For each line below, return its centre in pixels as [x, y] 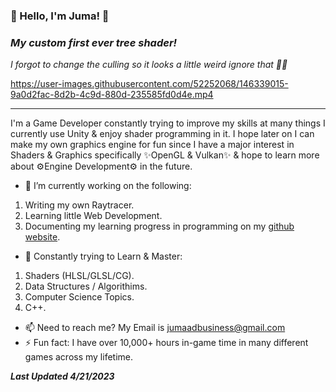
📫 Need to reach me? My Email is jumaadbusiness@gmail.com [155, 328]
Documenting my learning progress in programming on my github [159, 226]
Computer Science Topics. [79, 297]
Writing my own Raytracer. [79, 205]
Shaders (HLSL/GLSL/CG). [79, 276]
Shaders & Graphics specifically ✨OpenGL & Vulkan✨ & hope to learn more [165, 155]
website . [42, 237]
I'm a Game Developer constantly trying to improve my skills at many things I [168, 123]
